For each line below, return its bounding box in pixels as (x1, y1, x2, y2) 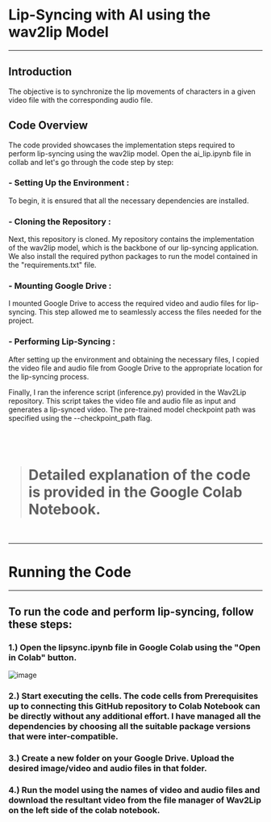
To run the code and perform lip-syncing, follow (8, 605, 254, 619)
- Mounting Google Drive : (8, 281, 112, 292)
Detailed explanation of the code (27, 465, 252, 484)
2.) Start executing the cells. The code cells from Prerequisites (8, 690, 259, 701)
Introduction (8, 65, 73, 78)
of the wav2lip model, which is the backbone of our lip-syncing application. (8, 243, 259, 252)
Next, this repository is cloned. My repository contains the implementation (8, 235, 255, 244)
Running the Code (8, 562, 131, 581)
